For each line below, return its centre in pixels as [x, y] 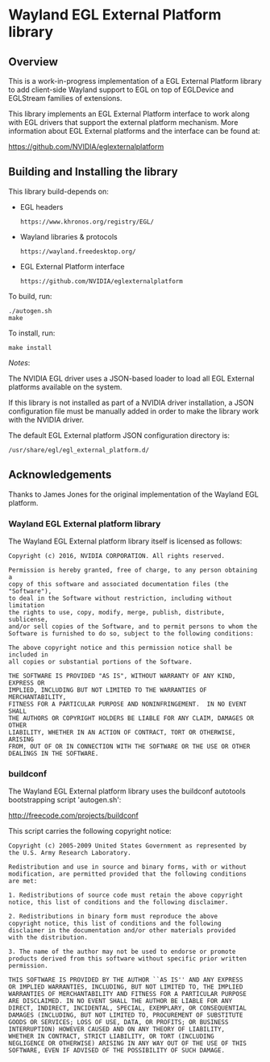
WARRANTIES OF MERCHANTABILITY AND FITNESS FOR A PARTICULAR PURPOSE [128, 994]
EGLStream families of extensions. [65, 98]
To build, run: [30, 296]
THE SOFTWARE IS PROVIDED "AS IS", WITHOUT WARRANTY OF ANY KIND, [122, 676]
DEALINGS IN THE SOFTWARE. [54, 753]
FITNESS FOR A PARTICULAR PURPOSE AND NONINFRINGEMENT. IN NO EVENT [128, 704]
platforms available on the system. [65, 387]
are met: [23, 881]
